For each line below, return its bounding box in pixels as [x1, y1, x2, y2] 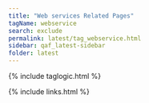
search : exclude [8, 27, 62, 35]
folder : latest [8, 49, 59, 57]
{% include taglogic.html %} [8, 72, 102, 80]
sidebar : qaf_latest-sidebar [8, 42, 106, 50]
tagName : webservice [8, 19, 78, 27]
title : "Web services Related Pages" [8, 11, 135, 20]
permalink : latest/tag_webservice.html [8, 34, 142, 43]
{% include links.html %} [8, 87, 90, 97]
